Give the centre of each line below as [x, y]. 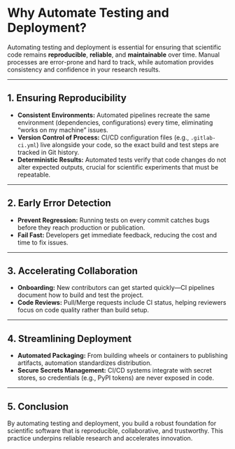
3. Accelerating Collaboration [73, 271]
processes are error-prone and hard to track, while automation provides [111, 62]
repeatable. [34, 174]
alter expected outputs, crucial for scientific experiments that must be [118, 167]
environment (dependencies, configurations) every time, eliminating [115, 122]
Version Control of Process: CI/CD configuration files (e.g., [103, 137]
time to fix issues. [43, 242]
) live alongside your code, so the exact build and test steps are [127, 144]
